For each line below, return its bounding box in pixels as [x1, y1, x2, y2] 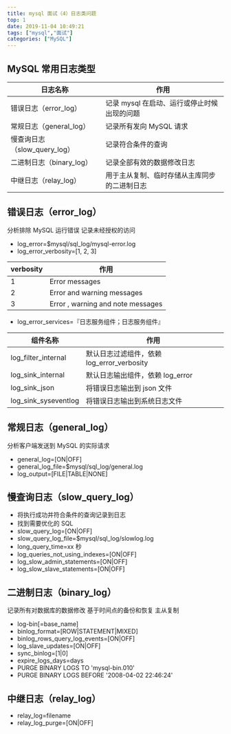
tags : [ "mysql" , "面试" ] [7, 29, 74, 36]
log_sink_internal [10, 369, 65, 379]
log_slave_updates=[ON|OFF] [16, 642, 101, 650]
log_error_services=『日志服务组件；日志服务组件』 [16, 317, 164, 325]
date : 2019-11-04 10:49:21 [7, 23, 85, 30]
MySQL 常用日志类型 [7, 63, 96, 74]
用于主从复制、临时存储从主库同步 [105, 170, 216, 180]
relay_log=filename [16, 711, 71, 720]
